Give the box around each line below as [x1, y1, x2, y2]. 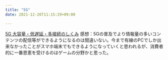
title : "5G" [5, 7, 30, 12]
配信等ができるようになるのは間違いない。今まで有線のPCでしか [22, 37, 157, 43]
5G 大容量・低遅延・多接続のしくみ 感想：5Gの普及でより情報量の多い [5, 30, 152, 36]
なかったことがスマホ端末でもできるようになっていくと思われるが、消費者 [9, 43, 164, 49]
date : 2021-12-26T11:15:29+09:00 [5, 12, 76, 17]
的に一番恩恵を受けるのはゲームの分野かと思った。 [5, 49, 111, 55]
